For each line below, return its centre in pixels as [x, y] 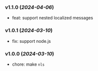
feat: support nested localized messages [52, 18]
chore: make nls [28, 64]
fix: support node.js [31, 41]
